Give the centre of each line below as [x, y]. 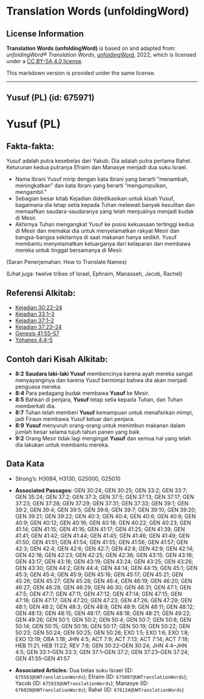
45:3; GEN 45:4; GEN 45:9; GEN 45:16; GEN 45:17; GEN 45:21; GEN [99, 574]
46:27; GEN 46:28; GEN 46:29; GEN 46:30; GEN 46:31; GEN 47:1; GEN [103, 587]
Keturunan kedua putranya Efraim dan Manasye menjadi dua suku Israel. [97, 167]
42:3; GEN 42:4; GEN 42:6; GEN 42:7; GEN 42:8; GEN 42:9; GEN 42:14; [104, 548]
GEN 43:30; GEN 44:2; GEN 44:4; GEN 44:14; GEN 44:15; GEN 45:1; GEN [106, 568]
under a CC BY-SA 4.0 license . [45, 61]
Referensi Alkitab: [41, 293]
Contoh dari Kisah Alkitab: [57, 359]
